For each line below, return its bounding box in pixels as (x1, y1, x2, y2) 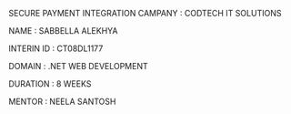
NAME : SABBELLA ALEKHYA (8, 26, 118, 36)
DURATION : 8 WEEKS (8, 78, 92, 89)
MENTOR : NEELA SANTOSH (8, 96, 116, 107)
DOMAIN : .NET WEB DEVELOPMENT (8, 61, 149, 71)
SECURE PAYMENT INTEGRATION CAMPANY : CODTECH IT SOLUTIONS (8, 8, 282, 18)
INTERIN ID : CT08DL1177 (8, 43, 104, 54)
